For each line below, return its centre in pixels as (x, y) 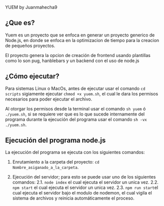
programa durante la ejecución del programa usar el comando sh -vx (76, 119)
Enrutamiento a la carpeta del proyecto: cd (56, 162)
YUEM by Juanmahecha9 (31, 7)
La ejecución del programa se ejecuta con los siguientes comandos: (75, 152)
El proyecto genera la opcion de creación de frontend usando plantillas (78, 55)
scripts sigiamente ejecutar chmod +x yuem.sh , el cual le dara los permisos (82, 93)
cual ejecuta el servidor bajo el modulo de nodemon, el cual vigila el (82, 193)
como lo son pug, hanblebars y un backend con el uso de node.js (72, 60)
